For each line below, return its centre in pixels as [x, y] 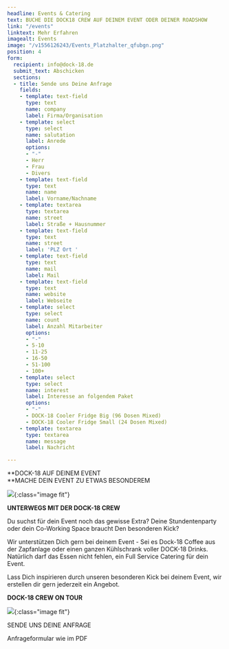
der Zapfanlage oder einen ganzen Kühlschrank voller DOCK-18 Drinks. [108, 549]
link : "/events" [30, 26]
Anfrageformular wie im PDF [47, 639]
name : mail [41, 269]
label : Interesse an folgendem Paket [79, 397]
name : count [42, 320]
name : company [46, 109]
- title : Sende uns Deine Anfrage [63, 84]
